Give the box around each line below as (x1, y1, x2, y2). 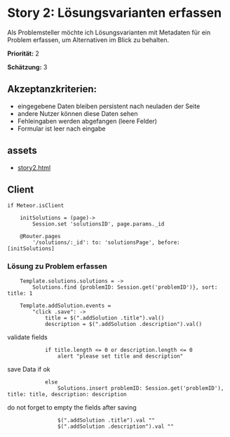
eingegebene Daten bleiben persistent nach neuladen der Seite (17, 102, 201, 110)
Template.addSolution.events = (20, 302, 111, 309)
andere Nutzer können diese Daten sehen (17, 109, 138, 117)
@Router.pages (20, 233, 61, 240)
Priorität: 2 (7, 49, 40, 58)
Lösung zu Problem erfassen (7, 261, 107, 271)
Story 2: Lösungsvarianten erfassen (7, 5, 222, 21)
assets (7, 145, 37, 157)
